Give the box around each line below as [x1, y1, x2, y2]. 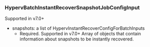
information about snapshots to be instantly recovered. [19, 36, 134, 42]
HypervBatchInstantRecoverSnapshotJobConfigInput [5, 4, 140, 11]
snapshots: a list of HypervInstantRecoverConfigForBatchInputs [12, 25, 145, 31]
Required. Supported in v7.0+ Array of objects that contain [19, 31, 141, 37]
